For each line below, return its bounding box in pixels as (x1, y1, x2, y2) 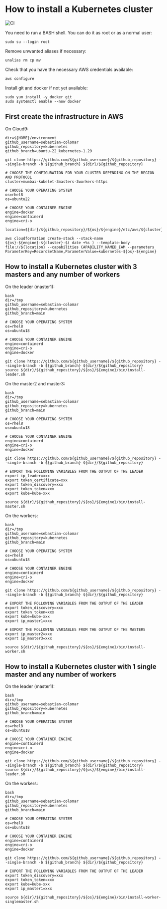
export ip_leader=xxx (5, 473, 50, 478)
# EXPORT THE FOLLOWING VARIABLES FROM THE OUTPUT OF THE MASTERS (5, 627, 146, 632)
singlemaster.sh (5, 900, 39, 905)
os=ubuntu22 (5, 196, 30, 202)
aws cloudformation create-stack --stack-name (5, 236, 103, 241)
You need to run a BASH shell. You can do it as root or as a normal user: (5, 29, 153, 35)
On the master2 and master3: (5, 380, 66, 386)
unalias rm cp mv (5, 57, 41, 63)
